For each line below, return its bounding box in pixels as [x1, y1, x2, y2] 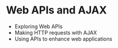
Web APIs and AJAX [6, 4, 107, 17]
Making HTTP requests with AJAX [14, 29, 97, 36]
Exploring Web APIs [14, 23, 63, 30]
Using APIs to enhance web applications [14, 35, 113, 42]
